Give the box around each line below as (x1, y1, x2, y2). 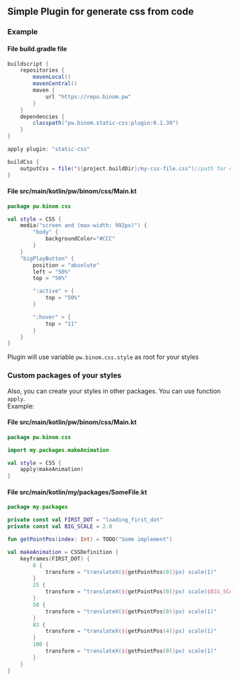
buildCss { (7, 158, 40, 165)
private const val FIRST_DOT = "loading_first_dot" (7, 516, 163, 524)
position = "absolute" (33, 262, 100, 269)
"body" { (33, 228, 59, 236)
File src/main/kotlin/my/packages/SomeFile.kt (7, 487, 147, 496)
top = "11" (45, 320, 78, 327)
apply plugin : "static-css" (7, 145, 91, 153)
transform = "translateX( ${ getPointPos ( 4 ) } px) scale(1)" (45, 628, 217, 635)
